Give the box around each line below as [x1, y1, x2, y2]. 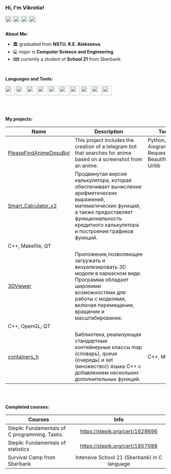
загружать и [74, 257, 105, 264]
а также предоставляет [74, 208, 133, 216]
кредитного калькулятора [74, 221, 139, 228]
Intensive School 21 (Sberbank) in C [75, 454, 162, 461]
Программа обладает [74, 276, 129, 283]
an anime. [74, 162, 98, 169]
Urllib [147, 162, 161, 169]
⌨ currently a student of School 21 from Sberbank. [12, 56, 122, 62]
